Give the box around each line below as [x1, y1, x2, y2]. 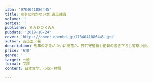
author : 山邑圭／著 [5, 39, 41, 44]
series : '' [5, 21, 27, 26]
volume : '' [5, 16, 27, 21]
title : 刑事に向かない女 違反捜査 [5, 12, 67, 17]
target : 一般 [5, 57, 30, 62]
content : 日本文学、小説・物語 [5, 66, 62, 71]
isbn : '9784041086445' [5, 7, 51, 12]
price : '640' [5, 48, 32, 53]
